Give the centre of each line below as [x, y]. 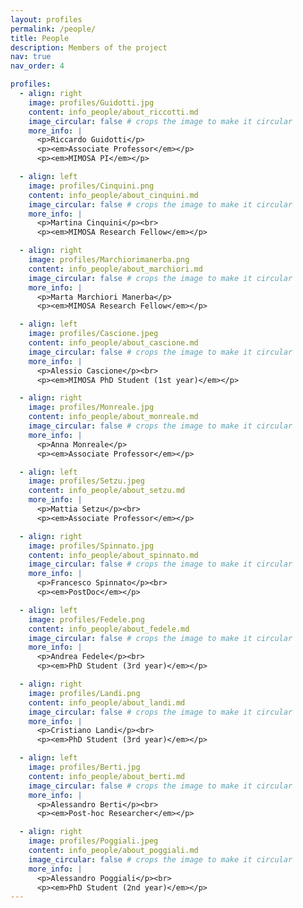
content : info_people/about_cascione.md [113, 343]
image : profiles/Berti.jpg [84, 767]
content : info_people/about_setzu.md [107, 491]
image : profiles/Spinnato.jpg [91, 546]
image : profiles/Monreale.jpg [91, 407]
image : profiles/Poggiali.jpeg [93, 841]
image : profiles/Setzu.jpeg [86, 481]
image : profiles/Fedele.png [86, 619]
